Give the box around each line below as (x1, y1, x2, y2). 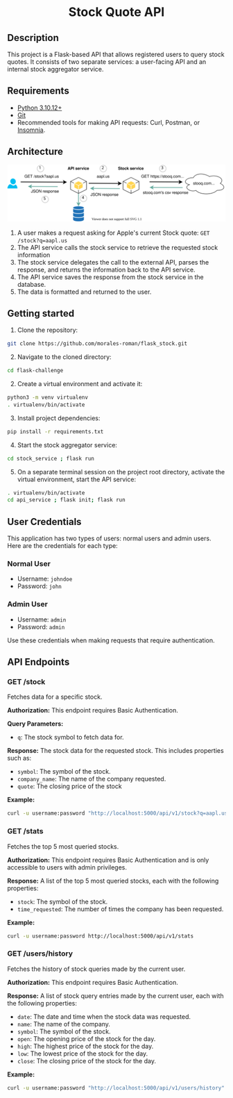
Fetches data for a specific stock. (7, 692, 103, 701)
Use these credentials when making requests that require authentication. (7, 636, 215, 644)
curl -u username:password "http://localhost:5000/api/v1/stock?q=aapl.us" (7, 810, 231, 817)
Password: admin (17, 622, 65, 631)
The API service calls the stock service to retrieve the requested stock (17, 243, 218, 251)
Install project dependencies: (17, 414, 101, 422)
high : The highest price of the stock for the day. (17, 1042, 154, 1050)
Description (7, 32, 59, 44)
